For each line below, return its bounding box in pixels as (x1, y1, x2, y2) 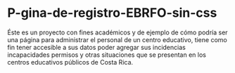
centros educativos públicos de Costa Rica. (7, 58, 134, 66)
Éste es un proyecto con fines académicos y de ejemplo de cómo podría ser (7, 28, 228, 36)
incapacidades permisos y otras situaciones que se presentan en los (7, 51, 206, 59)
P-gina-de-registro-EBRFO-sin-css (7, 5, 217, 21)
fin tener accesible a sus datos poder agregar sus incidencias (7, 43, 186, 51)
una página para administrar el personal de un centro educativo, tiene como (7, 35, 227, 44)
